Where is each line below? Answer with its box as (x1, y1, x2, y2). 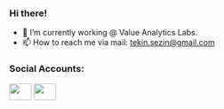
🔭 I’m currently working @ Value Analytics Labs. (21, 27, 198, 38)
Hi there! (9, 7, 48, 19)
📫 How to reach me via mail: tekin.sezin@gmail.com (21, 37, 215, 48)
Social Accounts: (9, 63, 84, 75)
